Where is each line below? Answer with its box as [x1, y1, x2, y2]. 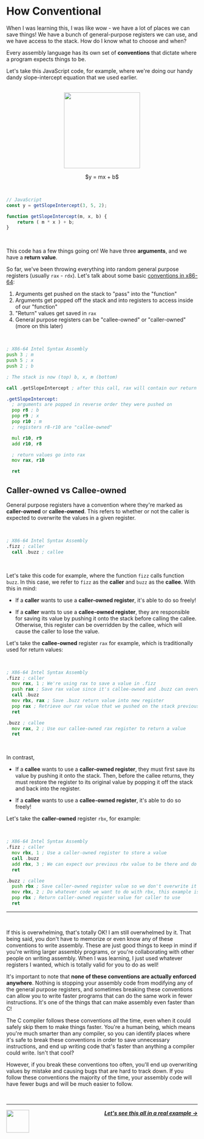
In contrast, [6, 754, 35, 761]
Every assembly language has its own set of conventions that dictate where [6, 49, 197, 56]
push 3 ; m [6, 352, 34, 358]
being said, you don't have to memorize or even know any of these [6, 935, 173, 942]
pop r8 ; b [12, 407, 39, 414]
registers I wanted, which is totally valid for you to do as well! [6, 961, 159, 968]
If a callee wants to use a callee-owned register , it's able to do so [15, 797, 181, 804]
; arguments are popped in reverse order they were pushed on [12, 402, 172, 408]
